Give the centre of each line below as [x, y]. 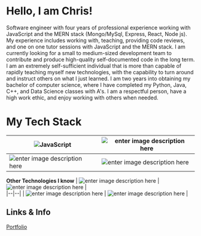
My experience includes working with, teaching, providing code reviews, [95, 40]
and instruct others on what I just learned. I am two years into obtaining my [98, 78]
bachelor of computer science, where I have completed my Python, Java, [97, 84]
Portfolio [17, 226]
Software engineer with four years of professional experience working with [98, 28]
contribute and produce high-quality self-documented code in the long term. [100, 59]
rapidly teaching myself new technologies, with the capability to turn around [100, 72]
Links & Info [28, 212]
